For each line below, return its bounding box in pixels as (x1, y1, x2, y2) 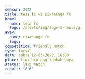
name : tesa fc (9, 21, 38, 26)
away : (5, 30, 16, 35)
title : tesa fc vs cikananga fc (5, 12, 71, 17)
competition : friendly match (5, 44, 65, 49)
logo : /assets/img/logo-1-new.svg (9, 26, 80, 30)
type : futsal (5, 48, 32, 53)
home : (5, 16, 16, 21)
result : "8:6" (5, 67, 34, 72)
